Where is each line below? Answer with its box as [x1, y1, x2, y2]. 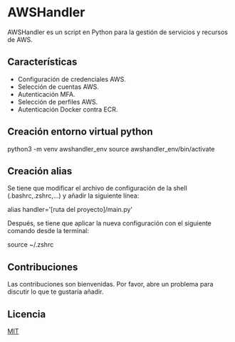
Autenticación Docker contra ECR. [17, 105, 118, 114]
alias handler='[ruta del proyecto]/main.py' [7, 205, 133, 214]
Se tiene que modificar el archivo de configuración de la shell [7, 184, 187, 193]
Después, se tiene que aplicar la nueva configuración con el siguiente [7, 219, 212, 228]
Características [7, 56, 78, 68]
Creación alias [7, 165, 73, 177]
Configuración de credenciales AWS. [17, 75, 126, 83]
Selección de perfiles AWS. [17, 97, 98, 106]
